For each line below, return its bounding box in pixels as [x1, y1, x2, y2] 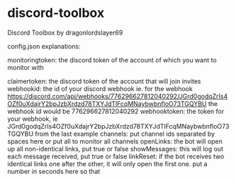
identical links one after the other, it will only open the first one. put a [7, 159, 208, 168]
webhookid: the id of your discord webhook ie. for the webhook [7, 84, 193, 93]
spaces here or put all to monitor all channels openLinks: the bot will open [7, 136, 223, 146]
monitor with [7, 63, 45, 71]
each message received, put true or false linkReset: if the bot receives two [7, 152, 225, 160]
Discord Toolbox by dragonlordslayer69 [7, 28, 123, 37]
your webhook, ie [7, 115, 58, 123]
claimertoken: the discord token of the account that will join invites [7, 76, 201, 86]
